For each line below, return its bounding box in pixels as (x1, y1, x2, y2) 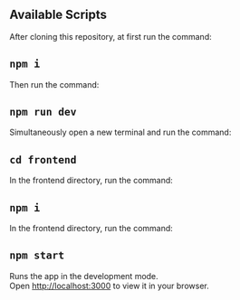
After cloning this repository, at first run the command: (9, 31, 212, 42)
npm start (9, 248, 65, 262)
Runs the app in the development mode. (9, 270, 158, 281)
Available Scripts (9, 7, 107, 23)
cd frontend (9, 153, 77, 166)
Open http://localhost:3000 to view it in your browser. (9, 280, 210, 291)
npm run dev (9, 106, 77, 118)
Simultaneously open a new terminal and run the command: (9, 127, 232, 138)
